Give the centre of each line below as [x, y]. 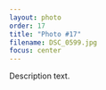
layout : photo [36, 17]
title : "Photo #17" [45, 34]
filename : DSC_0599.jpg [53, 42]
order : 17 [28, 26]
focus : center [36, 51]
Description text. [40, 76]
